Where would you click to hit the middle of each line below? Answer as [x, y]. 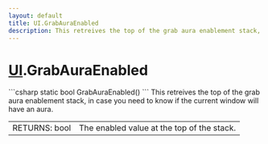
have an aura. [31, 110]
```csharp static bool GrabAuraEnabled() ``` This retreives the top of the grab [134, 92]
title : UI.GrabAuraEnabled [54, 23]
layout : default [35, 16]
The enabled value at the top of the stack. [158, 128]
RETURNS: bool [42, 128]
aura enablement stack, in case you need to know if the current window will [134, 101]
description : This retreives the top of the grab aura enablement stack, [135, 30]
